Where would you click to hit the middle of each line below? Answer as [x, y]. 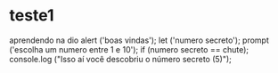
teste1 [32, 16]
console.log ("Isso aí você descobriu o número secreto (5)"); [120, 59]
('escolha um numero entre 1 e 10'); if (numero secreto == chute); [129, 49]
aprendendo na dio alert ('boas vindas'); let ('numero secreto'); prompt [139, 40]
